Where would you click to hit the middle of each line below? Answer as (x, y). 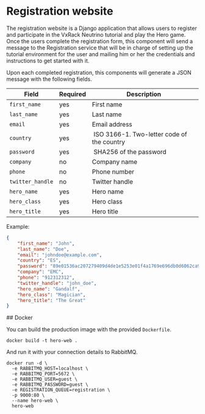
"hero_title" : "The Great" (52, 300)
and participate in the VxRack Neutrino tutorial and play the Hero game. (96, 34)
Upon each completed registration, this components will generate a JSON (99, 72)
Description (144, 94)
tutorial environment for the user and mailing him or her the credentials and (101, 54)
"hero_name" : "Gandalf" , (49, 289)
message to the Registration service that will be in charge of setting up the (100, 48)
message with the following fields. (49, 79)
